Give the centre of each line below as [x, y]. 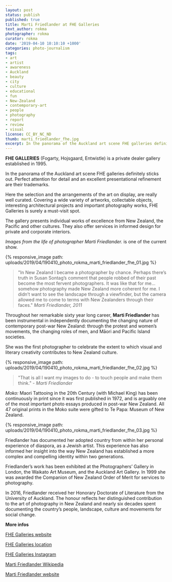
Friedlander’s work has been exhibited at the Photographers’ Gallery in [80, 467]
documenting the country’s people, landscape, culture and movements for [83, 509]
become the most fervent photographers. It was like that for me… [87, 283]
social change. [21, 515]
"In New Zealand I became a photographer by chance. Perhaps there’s [92, 273]
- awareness [18, 67]
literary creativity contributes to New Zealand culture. [62, 353]
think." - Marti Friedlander [45, 383]
